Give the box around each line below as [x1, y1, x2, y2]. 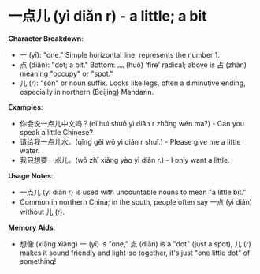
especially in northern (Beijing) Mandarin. [19, 87, 154, 96]
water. [19, 145, 41, 155]
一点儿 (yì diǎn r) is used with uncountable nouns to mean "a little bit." [19, 187, 247, 197]
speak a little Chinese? [19, 127, 93, 137]
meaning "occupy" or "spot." [19, 69, 113, 78]
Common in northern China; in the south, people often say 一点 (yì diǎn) [19, 197, 253, 206]
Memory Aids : [8, 223, 56, 232]
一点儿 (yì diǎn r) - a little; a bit [8, 7, 207, 25]
